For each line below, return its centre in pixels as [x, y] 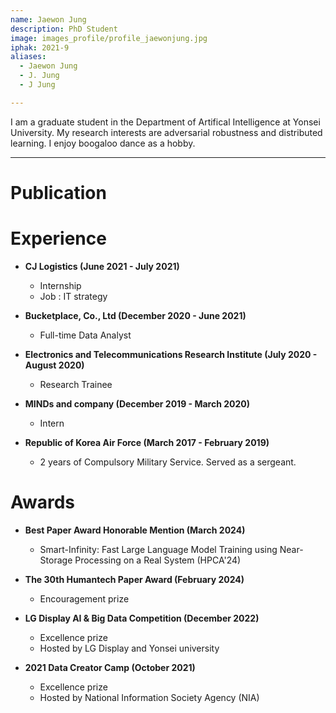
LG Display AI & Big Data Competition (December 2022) [142, 618]
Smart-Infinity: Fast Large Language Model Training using [158, 549]
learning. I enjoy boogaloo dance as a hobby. [103, 143]
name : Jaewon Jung [48, 19]
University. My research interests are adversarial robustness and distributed [166, 132]
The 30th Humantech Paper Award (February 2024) [134, 579]
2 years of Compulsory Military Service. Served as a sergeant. [168, 462]
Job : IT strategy [73, 296]
